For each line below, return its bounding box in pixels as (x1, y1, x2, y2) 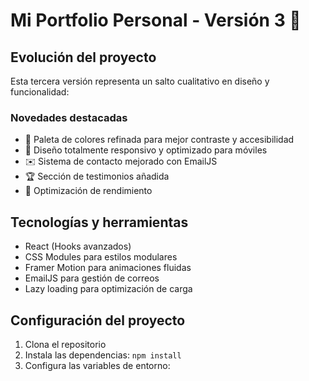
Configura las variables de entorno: (24, 359, 171, 371)
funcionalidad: (10, 86, 70, 98)
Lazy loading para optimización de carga (24, 283, 193, 295)
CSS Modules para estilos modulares (24, 251, 178, 263)
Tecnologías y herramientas (10, 214, 189, 231)
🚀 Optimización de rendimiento (24, 185, 153, 197)
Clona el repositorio (24, 338, 107, 350)
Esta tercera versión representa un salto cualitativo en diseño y (10, 75, 270, 87)
